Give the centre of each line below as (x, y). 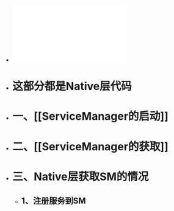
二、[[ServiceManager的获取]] (90, 146)
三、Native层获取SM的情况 (80, 177)
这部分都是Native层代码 (72, 86)
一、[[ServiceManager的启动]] (90, 116)
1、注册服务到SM (53, 201)
